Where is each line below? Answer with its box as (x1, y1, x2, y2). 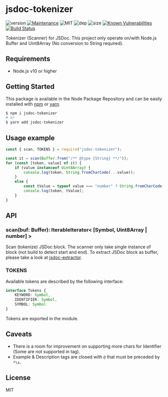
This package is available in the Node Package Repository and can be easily (5, 96, 163, 102)
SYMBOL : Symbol (14, 302, 46, 307)
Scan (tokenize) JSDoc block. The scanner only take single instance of (5, 244, 151, 250)
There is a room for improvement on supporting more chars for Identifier (12, 343, 162, 349)
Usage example (5, 134, 55, 142)
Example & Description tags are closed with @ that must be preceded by (12, 354, 160, 360)
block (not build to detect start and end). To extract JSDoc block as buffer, (5, 249, 159, 255)
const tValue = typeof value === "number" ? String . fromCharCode (23, 184, 163, 189)
